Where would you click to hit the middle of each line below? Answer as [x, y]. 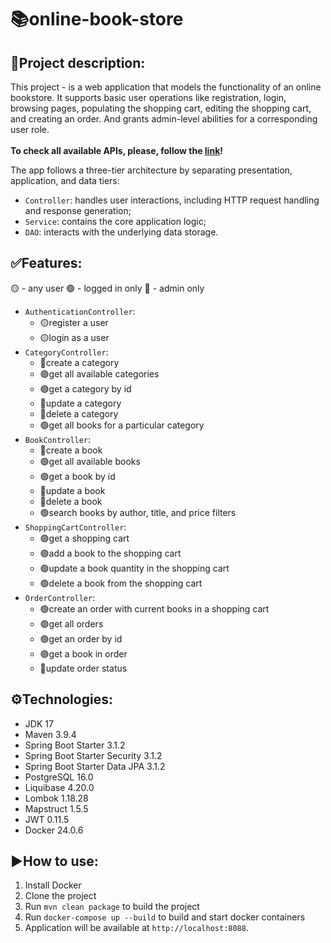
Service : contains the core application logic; [115, 221]
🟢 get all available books [90, 461]
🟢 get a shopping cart [84, 538]
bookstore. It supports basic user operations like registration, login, [148, 97]
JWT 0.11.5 [47, 819]
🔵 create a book [71, 450]
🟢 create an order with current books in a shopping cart [154, 608]
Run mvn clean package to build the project [112, 907]
